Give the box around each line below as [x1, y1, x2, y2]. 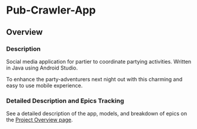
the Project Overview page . [6, 116, 73, 124]
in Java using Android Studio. [6, 64, 78, 71]
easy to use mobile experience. [6, 82, 83, 89]
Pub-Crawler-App [6, 4, 96, 17]
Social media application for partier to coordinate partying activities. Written [6, 58, 192, 65]
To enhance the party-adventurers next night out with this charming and [6, 75, 183, 82]
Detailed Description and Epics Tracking [6, 97, 125, 105]
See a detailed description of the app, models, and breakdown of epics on [6, 110, 188, 117]
